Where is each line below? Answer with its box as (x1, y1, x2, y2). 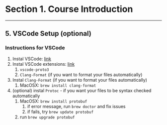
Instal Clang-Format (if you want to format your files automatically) (12, 77, 148, 83)
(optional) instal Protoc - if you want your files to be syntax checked (12, 87, 152, 93)
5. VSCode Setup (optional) (5, 29, 92, 38)
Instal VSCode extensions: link (12, 61, 75, 67)
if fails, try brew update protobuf (27, 109, 93, 115)
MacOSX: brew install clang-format (19, 82, 96, 88)
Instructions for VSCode (5, 44, 65, 51)
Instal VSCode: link (12, 56, 51, 62)
